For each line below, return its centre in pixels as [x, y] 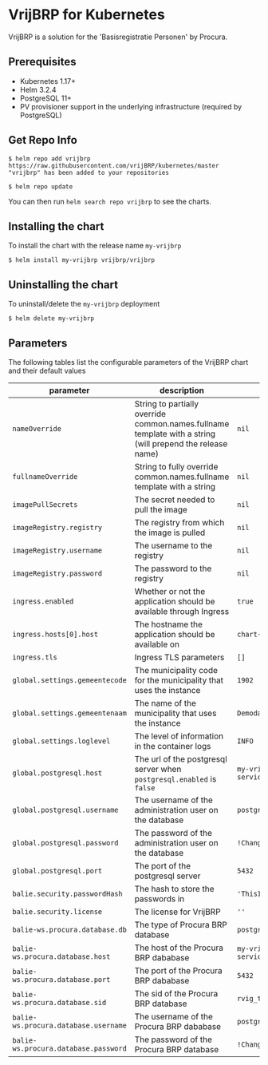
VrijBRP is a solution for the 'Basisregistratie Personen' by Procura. [118, 37]
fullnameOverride [45, 477]
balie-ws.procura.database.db [70, 930]
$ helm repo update [41, 186]
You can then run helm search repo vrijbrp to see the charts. [110, 201]
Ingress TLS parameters [179, 657]
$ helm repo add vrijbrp [49, 158]
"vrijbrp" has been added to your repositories [89, 172]
